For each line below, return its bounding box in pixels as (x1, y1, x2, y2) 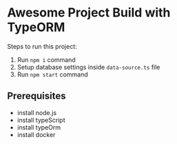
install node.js (17, 108, 57, 116)
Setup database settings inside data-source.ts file (17, 63, 160, 71)
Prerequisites (7, 90, 66, 102)
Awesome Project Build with (7, 5, 171, 21)
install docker (17, 130, 56, 138)
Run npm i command (17, 55, 76, 63)
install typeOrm (17, 123, 61, 132)
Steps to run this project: (7, 42, 77, 50)
